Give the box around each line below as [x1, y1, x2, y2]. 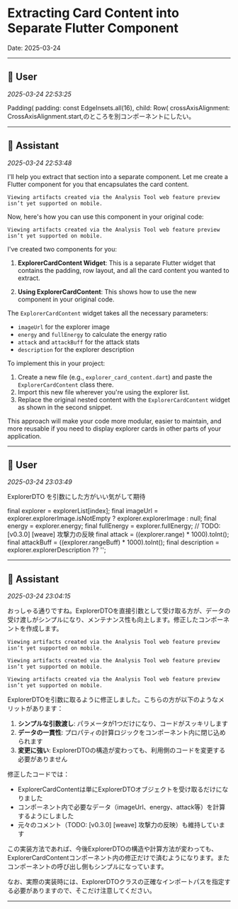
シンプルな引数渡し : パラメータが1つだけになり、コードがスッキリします [17, 719, 229, 728]
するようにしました [17, 812, 74, 820]
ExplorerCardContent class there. [17, 380, 114, 389]
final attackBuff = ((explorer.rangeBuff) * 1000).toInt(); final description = [7, 538, 220, 547]
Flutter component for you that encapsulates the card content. [7, 180, 189, 188]
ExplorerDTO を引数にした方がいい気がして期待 [7, 493, 146, 501]
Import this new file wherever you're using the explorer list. [17, 387, 190, 396]
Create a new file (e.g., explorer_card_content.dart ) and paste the [17, 372, 212, 381]
